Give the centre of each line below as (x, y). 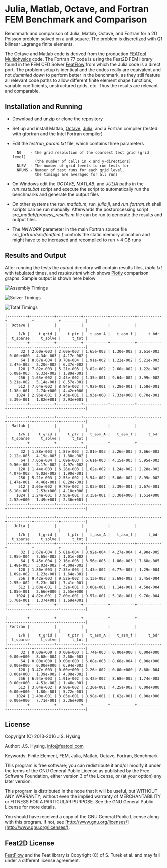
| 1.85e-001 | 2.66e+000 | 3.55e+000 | (47, 591)
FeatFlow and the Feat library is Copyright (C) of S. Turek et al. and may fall (82, 855)
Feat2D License (30, 843)
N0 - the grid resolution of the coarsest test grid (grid (83, 152)
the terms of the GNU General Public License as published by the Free (77, 771)
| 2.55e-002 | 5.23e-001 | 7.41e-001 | (47, 583)
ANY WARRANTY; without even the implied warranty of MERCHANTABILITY (83, 796)
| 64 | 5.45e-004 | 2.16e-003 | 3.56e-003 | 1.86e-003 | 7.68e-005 (82, 561)
